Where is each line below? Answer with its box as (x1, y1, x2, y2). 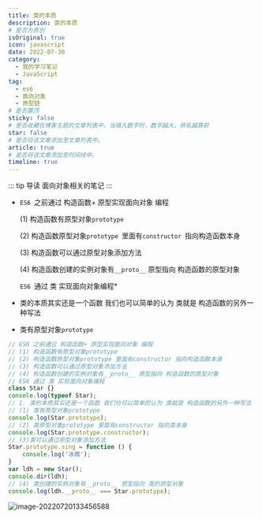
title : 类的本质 (8, 11, 57, 20)
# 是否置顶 (8, 107, 39, 115)
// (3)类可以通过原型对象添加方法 (8, 435, 107, 444)
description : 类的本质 (8, 19, 78, 27)
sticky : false (8, 114, 55, 122)
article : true (8, 144, 55, 151)
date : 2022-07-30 (8, 48, 65, 56)
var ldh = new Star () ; (8, 465, 83, 473)
